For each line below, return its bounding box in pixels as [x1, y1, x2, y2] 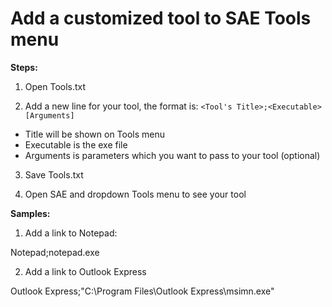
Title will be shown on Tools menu [24, 128, 166, 140]
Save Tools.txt [24, 168, 84, 181]
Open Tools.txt [24, 80, 87, 92]
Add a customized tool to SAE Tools [10, 7, 312, 30]
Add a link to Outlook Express [24, 265, 147, 277]
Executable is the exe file [24, 138, 128, 151]
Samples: [10, 207, 51, 219]
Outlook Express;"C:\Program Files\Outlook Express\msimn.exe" [10, 285, 275, 297]
